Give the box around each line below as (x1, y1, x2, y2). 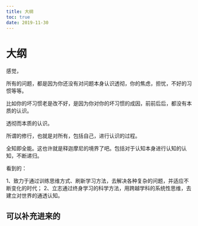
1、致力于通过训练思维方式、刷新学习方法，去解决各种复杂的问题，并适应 (6, 178, 184, 185)
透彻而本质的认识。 (6, 120, 53, 127)
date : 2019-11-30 (6, 19, 49, 25)
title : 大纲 (6, 8, 34, 15)
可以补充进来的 (6, 211, 61, 221)
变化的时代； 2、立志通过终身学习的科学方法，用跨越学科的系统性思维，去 (11, 185, 192, 192)
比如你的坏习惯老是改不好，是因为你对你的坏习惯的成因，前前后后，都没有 (6, 100, 187, 107)
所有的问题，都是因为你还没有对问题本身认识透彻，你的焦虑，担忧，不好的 (6, 80, 187, 87)
